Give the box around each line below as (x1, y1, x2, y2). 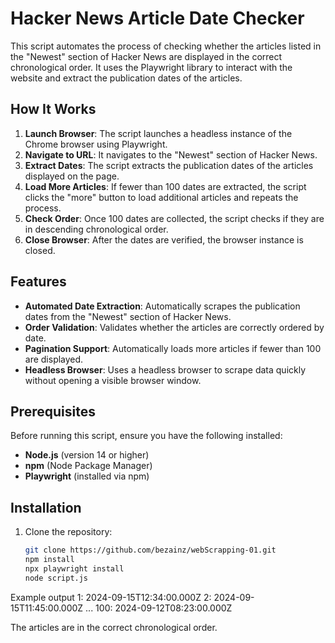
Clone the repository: (24, 526, 113, 538)
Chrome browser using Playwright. (24, 138, 168, 150)
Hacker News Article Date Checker (10, 7, 305, 30)
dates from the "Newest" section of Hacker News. (24, 310, 232, 322)
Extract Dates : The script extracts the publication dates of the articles (24, 159, 314, 171)
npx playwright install (24, 563, 125, 574)
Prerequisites (10, 403, 96, 420)
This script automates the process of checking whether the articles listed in (10, 40, 322, 52)
